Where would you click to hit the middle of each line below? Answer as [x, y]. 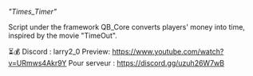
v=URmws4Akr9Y [38, 63]
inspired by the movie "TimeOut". [63, 36]
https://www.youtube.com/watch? [168, 52]
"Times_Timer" [33, 12]
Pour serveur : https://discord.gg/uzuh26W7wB [146, 63]
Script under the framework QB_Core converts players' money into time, [127, 27]
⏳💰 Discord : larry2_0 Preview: [59, 52]
